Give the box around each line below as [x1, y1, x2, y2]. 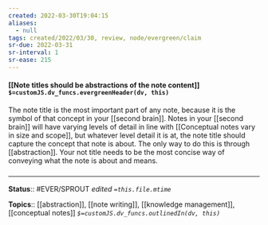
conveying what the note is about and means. [8, 156, 158, 165]
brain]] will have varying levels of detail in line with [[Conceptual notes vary [8, 122, 256, 132]
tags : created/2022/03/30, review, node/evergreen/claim [8, 33, 202, 42]
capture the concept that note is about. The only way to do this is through [8, 139, 250, 149]
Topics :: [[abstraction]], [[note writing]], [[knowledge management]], [8, 200, 235, 209]
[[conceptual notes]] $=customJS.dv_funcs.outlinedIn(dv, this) [8, 208, 221, 218]
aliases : [8, 19, 37, 27]
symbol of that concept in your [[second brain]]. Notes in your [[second [8, 114, 243, 123]
